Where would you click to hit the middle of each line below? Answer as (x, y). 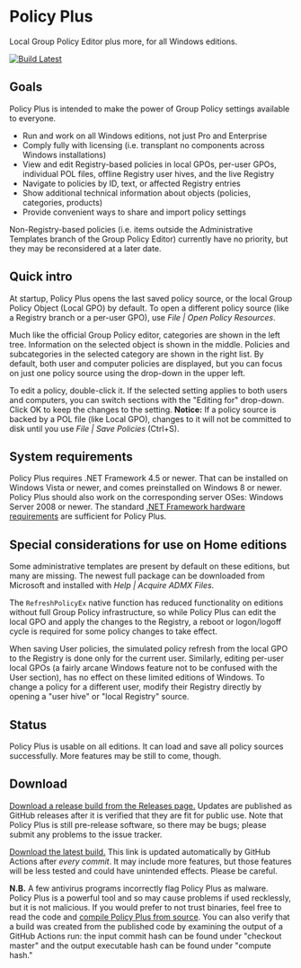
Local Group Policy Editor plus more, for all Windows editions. (124, 41)
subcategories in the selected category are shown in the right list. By (137, 354)
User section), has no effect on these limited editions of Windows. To (137, 678)
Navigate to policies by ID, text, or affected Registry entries (131, 183)
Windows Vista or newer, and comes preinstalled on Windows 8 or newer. (146, 488)
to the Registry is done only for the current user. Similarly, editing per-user (147, 658)
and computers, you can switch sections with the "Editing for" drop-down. (147, 400)
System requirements (71, 457)
